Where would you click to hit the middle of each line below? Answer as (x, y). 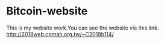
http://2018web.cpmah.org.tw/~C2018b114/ (60, 34)
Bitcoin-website (47, 11)
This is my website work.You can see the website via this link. (83, 28)
